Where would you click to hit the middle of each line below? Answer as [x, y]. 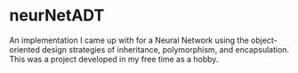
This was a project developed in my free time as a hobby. [114, 59]
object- [264, 40]
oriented [24, 49]
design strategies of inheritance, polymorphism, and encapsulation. [165, 49]
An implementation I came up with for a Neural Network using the [129, 40]
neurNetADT [57, 16]
